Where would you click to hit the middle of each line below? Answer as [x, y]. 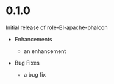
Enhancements [33, 39]
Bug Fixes [27, 63]
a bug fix [35, 74]
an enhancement [45, 51]
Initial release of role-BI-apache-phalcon [57, 27]
